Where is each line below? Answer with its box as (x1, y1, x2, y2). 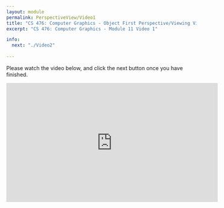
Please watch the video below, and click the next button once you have (6, 64, 183, 71)
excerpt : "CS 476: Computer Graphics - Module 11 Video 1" (6, 25, 158, 32)
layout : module (6, 8, 45, 15)
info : (6, 37, 20, 43)
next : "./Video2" (11, 42, 56, 48)
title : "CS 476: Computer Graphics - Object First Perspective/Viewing (6, 20, 190, 26)
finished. (6, 71, 28, 78)
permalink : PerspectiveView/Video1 (6, 15, 96, 21)
